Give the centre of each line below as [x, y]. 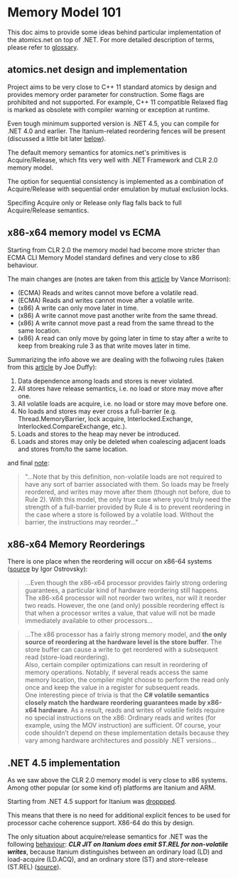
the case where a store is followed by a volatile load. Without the [119, 515]
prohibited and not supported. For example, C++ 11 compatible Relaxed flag [118, 102]
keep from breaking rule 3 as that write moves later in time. [104, 346]
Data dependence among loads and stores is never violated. [106, 381]
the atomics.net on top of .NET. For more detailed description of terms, [111, 39]
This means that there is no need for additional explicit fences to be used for [119, 815]
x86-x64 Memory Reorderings [76, 544]
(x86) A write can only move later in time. [78, 308]
